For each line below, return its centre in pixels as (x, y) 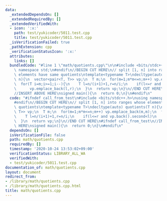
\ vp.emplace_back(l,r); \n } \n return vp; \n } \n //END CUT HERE (88, 89)
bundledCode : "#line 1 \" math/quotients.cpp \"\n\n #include (72, 65)
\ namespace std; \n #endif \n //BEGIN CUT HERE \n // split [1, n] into (85, 70)
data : (11, 10)
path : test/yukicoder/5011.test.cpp (52, 33)
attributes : (22, 56)
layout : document (23, 172)
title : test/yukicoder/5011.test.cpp (53, 38)
